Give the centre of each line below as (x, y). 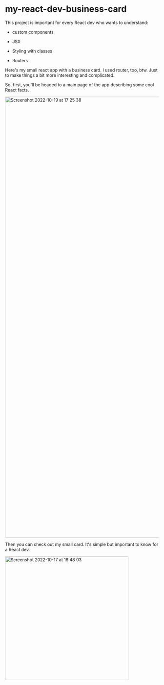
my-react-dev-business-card (66, 9)
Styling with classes (32, 51)
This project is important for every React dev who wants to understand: (77, 23)
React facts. (17, 90)
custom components (33, 32)
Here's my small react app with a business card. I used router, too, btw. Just (81, 70)
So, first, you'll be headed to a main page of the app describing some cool (80, 85)
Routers (20, 60)
